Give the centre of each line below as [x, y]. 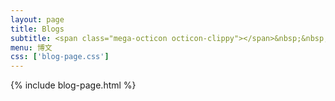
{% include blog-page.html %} [73, 85]
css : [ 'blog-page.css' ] [60, 57]
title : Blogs [37, 29]
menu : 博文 [31, 47]
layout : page [37, 19]
